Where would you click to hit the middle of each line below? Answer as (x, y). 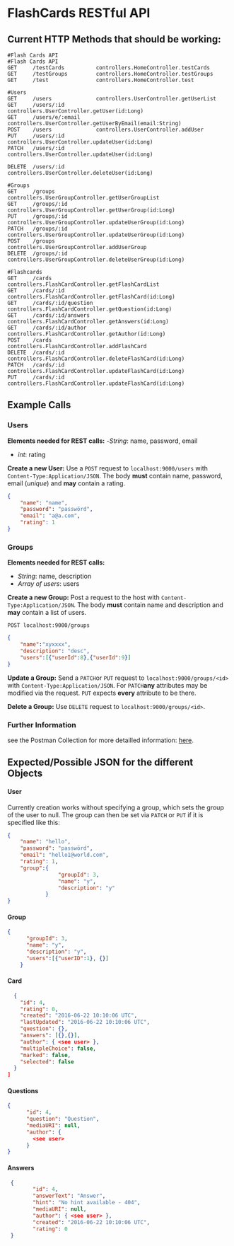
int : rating (31, 454)
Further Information (42, 725)
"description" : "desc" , (55, 651)
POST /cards (30, 340)
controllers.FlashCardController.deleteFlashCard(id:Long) (96, 359)
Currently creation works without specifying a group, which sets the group (116, 807)
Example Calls (39, 405)
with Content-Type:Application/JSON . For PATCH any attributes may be (107, 685)
